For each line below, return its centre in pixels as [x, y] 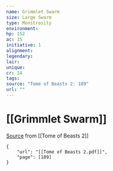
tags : [13, 78]
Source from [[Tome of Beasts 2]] [48, 136]
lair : [13, 62]
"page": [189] [34, 157]
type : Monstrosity [29, 23]
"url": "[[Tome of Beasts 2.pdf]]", [62, 152]
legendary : [20, 56]
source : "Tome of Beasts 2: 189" [48, 84]
